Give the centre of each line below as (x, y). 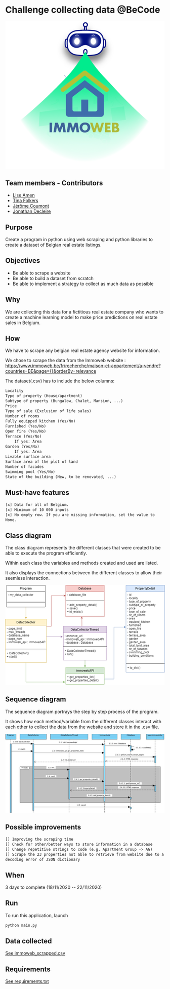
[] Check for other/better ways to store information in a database (79, 845)
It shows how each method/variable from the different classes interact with (83, 721)
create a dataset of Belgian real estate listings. (54, 245)
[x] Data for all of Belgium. (37, 505)
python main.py (21, 925)
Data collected (29, 941)
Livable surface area (28, 457)
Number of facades (25, 467)
